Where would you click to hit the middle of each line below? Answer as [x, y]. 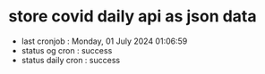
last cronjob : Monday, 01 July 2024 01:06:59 [104, 41]
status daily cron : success [71, 60]
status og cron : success [67, 50]
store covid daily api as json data [132, 16]
